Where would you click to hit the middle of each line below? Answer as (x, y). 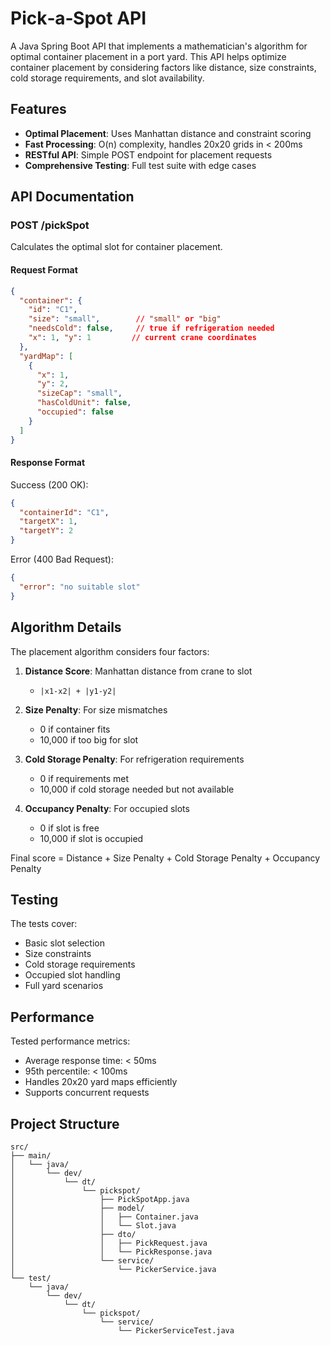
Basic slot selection (64, 943)
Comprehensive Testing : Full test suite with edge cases (140, 165)
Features (38, 109)
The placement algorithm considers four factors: (110, 651)
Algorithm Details (66, 627)
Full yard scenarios (64, 986)
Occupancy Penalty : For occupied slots (107, 808)
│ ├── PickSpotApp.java (100, 1199)
